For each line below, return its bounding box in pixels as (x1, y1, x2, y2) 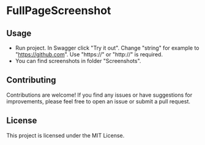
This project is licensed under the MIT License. (6, 132, 125, 139)
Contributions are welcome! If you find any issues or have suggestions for (6, 91, 193, 99)
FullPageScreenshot (6, 4, 111, 18)
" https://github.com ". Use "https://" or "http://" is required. (15, 51, 163, 58)
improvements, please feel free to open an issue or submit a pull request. (6, 97, 191, 105)
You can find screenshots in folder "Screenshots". (15, 58, 141, 64)
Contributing (6, 75, 56, 86)
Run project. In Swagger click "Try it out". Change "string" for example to (15, 44, 199, 51)
